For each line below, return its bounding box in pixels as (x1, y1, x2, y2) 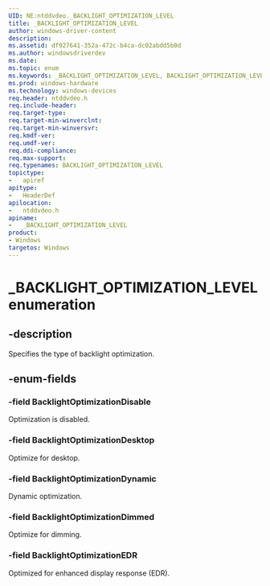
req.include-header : (8, 101, 78, 109)
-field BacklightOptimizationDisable (8, 396, 151, 407)
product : (8, 229, 38, 237)
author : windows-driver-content (8, 27, 117, 35)
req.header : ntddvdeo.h (8, 94, 88, 102)
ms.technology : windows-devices (8, 86, 117, 95)
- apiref (8, 176, 45, 185)
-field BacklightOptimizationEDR (8, 550, 138, 561)
